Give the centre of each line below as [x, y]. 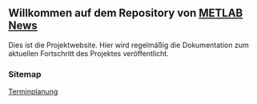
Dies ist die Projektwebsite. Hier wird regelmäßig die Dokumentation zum [129, 45]
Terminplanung [33, 92]
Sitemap [25, 74]
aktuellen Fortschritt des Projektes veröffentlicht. [89, 53]
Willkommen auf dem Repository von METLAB [126, 13]
